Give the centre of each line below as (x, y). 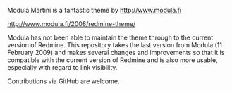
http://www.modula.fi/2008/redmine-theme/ (72, 24)
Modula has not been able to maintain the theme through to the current (110, 37)
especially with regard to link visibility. (62, 67)
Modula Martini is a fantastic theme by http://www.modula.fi (94, 10)
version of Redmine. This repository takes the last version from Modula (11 (115, 45)
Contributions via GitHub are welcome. (63, 81)
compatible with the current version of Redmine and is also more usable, (112, 60)
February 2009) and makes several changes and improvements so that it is (116, 53)
